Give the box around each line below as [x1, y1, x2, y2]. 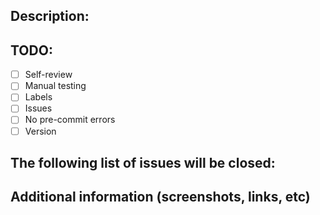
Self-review [24, 69, 73, 81]
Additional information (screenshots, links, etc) [10, 189, 311, 206]
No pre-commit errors [24, 114, 116, 126]
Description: [10, 8, 90, 25]
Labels [24, 91, 53, 103]
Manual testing [24, 80, 87, 92]
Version [24, 125, 57, 137]
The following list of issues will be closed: [10, 154, 276, 171]
